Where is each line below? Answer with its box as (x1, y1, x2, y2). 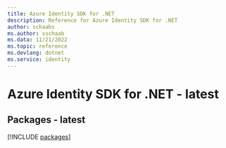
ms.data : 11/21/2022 (7, 36, 68, 43)
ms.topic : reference (7, 43, 68, 50)
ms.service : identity (7, 56, 71, 63)
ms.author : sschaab (7, 29, 65, 37)
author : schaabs (7, 23, 55, 30)
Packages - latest (7, 114, 86, 126)
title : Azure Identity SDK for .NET (7, 10, 115, 18)
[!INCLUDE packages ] (7, 133, 71, 141)
